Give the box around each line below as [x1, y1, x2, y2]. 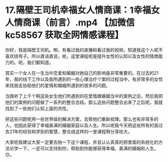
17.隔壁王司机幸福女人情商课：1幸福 [5, 4, 151, 16]
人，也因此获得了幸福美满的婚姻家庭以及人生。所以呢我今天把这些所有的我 [5, 122, 158, 128]
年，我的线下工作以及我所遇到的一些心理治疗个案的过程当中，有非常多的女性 [5, 76, 163, 82]
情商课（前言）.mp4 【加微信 [14, 17, 135, 28]
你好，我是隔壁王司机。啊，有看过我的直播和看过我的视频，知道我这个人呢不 [5, 47, 163, 53]
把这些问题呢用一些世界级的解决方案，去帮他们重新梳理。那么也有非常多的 [5, 116, 158, 122]
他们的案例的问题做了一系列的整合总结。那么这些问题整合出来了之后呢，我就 [5, 99, 163, 105]
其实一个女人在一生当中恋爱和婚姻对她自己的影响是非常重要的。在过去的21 [5, 70, 159, 76]
